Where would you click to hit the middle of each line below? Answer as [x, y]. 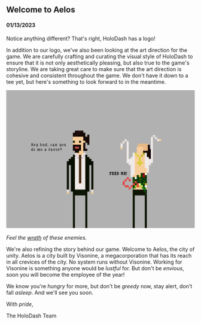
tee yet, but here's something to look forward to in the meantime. [86, 82]
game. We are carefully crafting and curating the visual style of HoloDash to [100, 56]
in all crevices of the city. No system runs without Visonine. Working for [94, 262]
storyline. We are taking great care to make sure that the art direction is [94, 69]
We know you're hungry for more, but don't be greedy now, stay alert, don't [99, 286]
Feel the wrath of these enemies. [47, 237]
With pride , [20, 304]
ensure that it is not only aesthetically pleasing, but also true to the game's [98, 63]
